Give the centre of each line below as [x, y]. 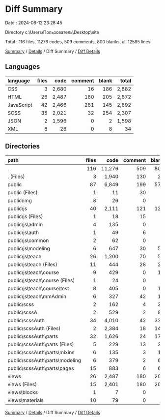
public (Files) [23, 192]
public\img [20, 200]
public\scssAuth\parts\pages [41, 368]
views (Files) [22, 384]
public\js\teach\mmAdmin [37, 296]
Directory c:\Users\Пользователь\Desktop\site [52, 32]
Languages [23, 67]
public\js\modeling [29, 248]
